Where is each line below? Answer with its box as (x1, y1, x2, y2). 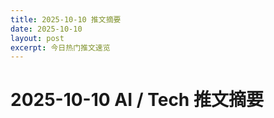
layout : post (10, 33, 65, 43)
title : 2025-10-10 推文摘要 (10, 14, 122, 25)
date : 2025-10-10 (10, 24, 83, 34)
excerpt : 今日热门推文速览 (10, 42, 111, 53)
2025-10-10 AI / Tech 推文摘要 (10, 89, 264, 111)
